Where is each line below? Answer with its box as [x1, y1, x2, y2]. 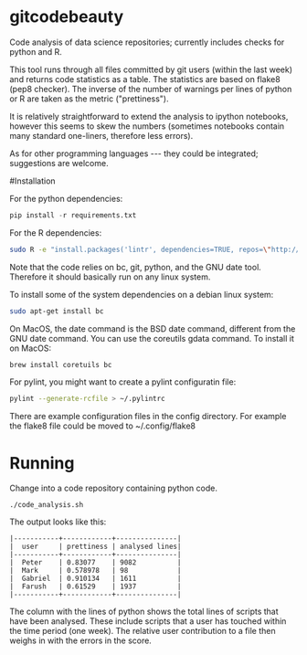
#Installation [9, 175, 57, 186]
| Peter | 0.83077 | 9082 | [9, 558, 182, 567]
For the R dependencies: [9, 227, 102, 238]
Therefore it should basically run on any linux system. [9, 271, 211, 282]
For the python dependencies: [9, 193, 123, 204]
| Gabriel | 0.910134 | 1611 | [9, 574, 182, 584]
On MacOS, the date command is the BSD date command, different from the [9, 322, 296, 334]
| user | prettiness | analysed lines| [9, 542, 182, 552]
